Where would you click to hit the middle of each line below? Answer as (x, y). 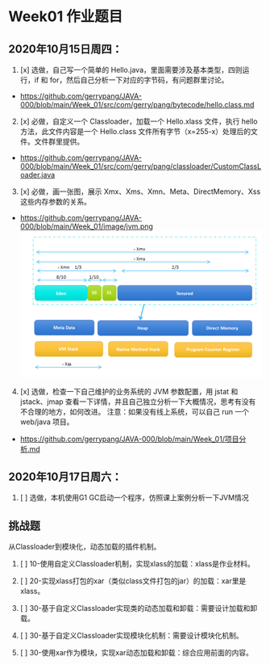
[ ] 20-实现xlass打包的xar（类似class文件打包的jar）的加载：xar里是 (133, 581)
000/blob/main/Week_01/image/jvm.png (86, 226)
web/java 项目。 (47, 422)
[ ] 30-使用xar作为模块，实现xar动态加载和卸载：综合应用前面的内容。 (137, 653)
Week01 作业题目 (66, 17)
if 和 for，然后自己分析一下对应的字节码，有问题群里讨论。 (131, 80)
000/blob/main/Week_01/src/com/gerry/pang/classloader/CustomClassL (141, 166)
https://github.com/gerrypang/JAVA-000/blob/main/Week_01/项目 (129, 439)
